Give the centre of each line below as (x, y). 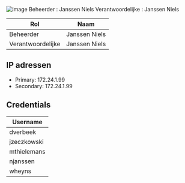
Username (27, 122)
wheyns (20, 171)
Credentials (29, 105)
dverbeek (23, 132)
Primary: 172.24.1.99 (40, 79)
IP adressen (29, 65)
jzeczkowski (26, 142)
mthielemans (28, 151)
